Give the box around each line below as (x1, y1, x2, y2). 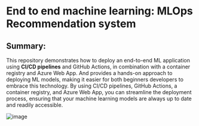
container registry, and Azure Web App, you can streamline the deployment (6, 89, 192, 95)
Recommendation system (6, 17, 136, 31)
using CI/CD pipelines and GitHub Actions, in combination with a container (6, 63, 191, 70)
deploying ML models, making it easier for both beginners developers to (6, 76, 184, 83)
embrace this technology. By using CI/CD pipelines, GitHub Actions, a (6, 82, 177, 89)
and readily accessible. (6, 101, 63, 109)
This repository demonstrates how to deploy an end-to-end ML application (6, 57, 190, 64)
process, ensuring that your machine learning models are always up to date (6, 95, 192, 102)
